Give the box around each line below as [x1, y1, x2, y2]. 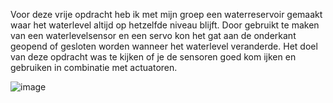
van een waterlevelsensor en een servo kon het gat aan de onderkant [10, 30, 297, 41]
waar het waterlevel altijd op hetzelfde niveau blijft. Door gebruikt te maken [10, 19, 320, 31]
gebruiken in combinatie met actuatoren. [10, 62, 178, 73]
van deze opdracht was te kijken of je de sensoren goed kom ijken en [10, 51, 297, 63]
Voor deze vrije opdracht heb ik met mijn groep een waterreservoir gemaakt [10, 9, 323, 20]
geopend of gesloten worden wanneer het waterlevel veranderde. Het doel [10, 40, 318, 52]
